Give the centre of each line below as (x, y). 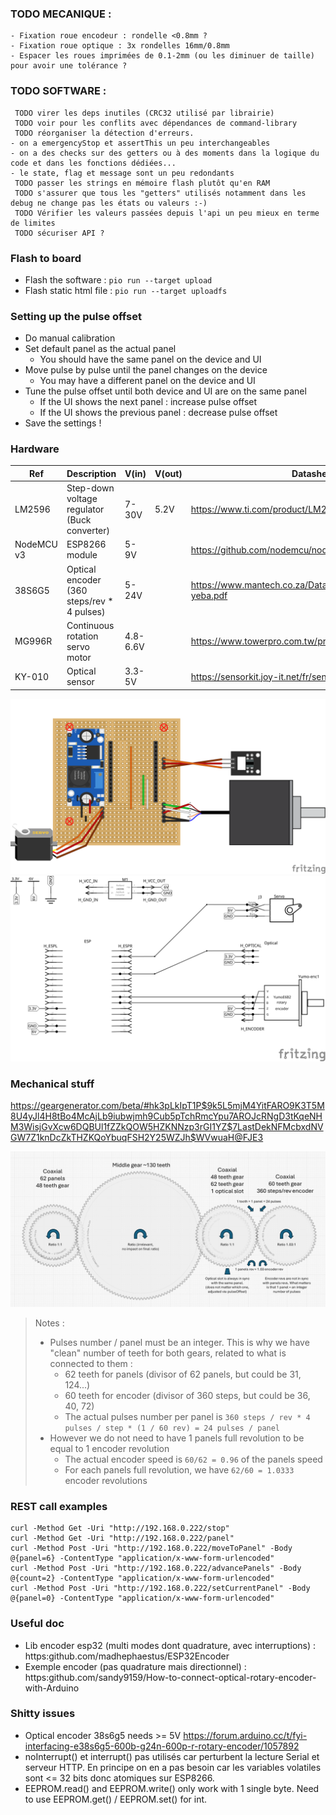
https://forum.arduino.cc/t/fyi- (245, 1735)
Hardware (35, 449)
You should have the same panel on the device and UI (150, 359)
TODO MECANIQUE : (61, 14)
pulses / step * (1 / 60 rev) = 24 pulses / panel (172, 1428)
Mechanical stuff (52, 1084)
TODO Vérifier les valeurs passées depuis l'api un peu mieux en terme (167, 213)
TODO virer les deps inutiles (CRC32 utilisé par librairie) (144, 113)
